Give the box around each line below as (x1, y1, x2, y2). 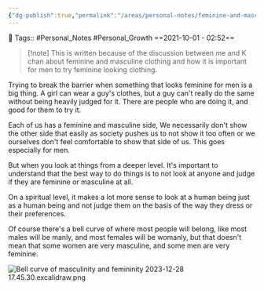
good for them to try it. (8, 105, 82, 114)
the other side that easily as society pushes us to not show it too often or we (8, 129, 255, 138)
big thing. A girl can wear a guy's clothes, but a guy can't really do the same (8, 88, 255, 98)
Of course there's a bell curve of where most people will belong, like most (8, 224, 247, 234)
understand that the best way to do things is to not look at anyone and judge (8, 169, 255, 178)
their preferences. (8, 208, 67, 218)
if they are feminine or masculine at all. (8, 177, 134, 187)
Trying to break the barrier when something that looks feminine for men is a (8, 80, 253, 89)
